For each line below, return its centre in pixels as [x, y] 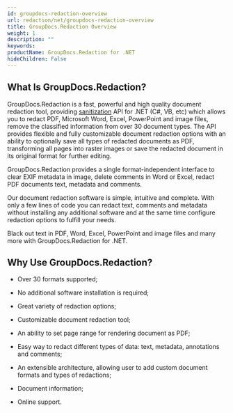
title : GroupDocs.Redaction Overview [62, 26]
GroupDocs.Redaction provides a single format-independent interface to [111, 169]
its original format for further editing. [59, 156]
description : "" [31, 40]
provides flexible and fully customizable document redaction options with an [116, 134]
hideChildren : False [37, 59]
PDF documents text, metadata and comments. [75, 184]
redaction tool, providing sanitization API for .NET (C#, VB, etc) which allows [116, 111]
